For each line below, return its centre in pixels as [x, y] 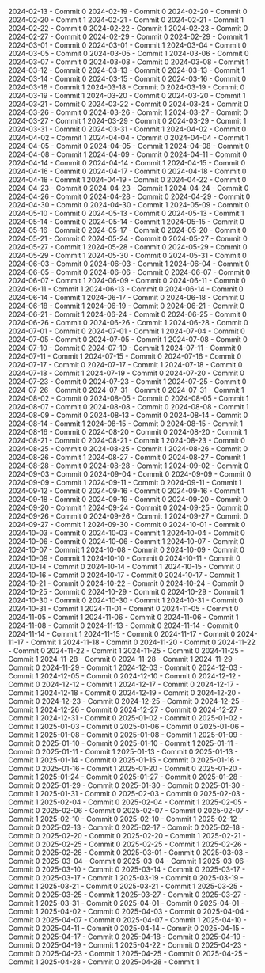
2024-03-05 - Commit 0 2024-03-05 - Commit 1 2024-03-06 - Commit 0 [129, 53]
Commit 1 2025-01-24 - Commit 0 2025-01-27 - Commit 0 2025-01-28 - [125, 777]
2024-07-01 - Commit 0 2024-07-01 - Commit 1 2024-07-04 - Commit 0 [127, 331]
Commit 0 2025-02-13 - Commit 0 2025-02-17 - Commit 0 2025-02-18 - [127, 827]
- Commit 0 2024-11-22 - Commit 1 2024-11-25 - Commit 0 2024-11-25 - [126, 651]
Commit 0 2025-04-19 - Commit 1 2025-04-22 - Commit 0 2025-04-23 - [127, 945]
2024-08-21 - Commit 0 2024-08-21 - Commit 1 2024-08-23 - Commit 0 [127, 440]
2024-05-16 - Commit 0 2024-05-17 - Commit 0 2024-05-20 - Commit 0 [127, 230]
